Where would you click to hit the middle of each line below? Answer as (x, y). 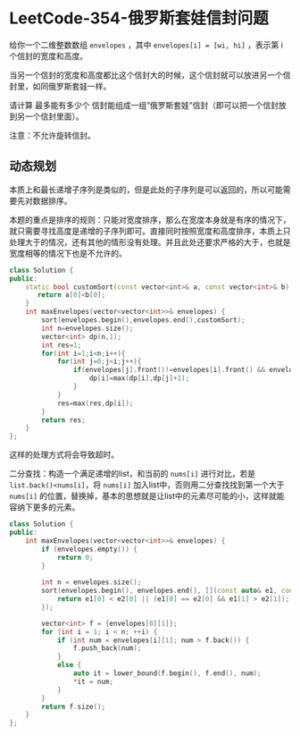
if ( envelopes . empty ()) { (90, 549)
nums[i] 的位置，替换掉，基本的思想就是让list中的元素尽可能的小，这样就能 (147, 496)
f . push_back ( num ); (107, 648)
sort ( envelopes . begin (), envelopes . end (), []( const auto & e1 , (159, 591)
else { (69, 665)
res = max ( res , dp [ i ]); (95, 403)
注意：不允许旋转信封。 (52, 135)
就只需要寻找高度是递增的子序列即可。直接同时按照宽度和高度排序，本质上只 (150, 231)
